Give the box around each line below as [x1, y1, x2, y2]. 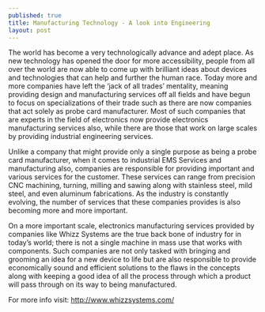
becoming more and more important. [8, 206, 128, 216]
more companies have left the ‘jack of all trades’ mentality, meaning [8, 81, 229, 91]
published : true [8, 11, 62, 20]
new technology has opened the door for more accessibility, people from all [8, 56, 256, 66]
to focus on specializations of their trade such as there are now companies [8, 98, 252, 107]
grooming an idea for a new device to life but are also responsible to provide [8, 254, 257, 265]
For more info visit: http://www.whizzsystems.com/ [8, 295, 175, 305]
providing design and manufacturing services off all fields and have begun [8, 90, 251, 100]
